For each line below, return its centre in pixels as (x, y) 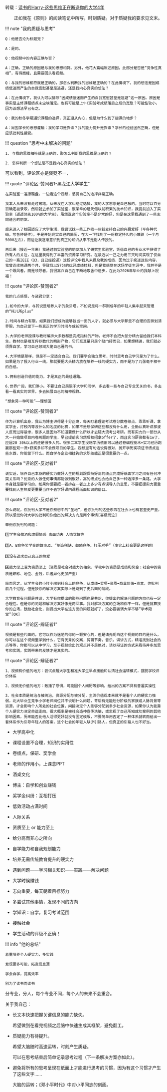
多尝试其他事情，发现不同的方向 (45, 902)
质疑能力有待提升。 (32, 1036)
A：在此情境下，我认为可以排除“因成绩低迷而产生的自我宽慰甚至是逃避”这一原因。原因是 (83, 98)
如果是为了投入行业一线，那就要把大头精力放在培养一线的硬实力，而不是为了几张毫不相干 (83, 362)
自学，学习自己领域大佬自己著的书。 (44, 347)
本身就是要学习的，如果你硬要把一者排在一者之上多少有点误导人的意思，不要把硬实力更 (81, 484)
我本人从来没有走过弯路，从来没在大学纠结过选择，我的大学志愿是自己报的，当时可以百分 (83, 204)
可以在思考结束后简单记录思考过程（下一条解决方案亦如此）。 (75, 1057)
